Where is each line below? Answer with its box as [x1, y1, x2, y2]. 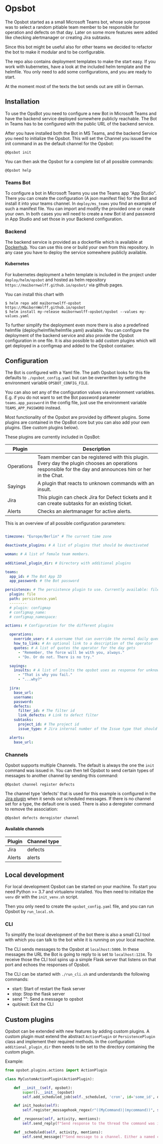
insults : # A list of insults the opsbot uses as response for [14, 668, 145, 673]
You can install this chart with [5, 291, 64, 297]
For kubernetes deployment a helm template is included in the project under [5, 271, 157, 277]
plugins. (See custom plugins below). [5, 425, 79, 430]
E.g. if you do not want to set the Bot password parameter [5, 394, 121, 400]
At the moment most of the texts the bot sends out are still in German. [5, 83, 145, 89]
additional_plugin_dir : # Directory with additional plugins [5, 560, 131, 566]
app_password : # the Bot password [9, 578, 79, 584]
